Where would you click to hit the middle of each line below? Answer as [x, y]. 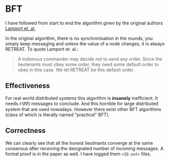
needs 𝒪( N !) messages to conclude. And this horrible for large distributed [82, 103]
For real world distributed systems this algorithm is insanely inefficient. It [82, 98]
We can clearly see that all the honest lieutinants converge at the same [79, 143]
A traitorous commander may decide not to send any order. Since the [90, 59]
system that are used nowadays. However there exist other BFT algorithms [83, 109]
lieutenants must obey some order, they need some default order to [88, 64]
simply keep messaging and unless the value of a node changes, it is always [85, 43]
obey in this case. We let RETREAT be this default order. [76, 70]
